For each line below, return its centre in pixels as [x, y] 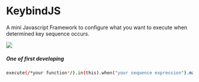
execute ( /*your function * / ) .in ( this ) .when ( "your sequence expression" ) [96, 72]
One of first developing [35, 58]
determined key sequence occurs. [48, 33]
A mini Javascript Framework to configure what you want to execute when [97, 27]
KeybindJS [33, 11]
